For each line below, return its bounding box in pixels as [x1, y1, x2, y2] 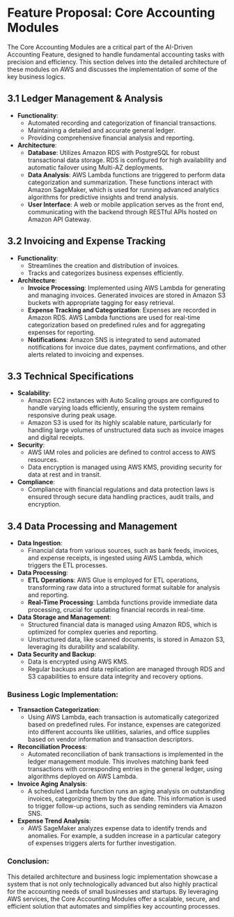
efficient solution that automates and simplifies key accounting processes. [7, 902, 221, 910]
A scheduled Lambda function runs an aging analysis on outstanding [27, 787, 225, 796]
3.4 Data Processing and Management [7, 520, 178, 532]
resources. [27, 456, 59, 464]
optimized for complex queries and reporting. [27, 628, 158, 636]
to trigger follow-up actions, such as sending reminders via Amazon [27, 802, 223, 810]
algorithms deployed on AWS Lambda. [27, 773, 138, 781]
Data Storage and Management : [17, 613, 111, 622]
